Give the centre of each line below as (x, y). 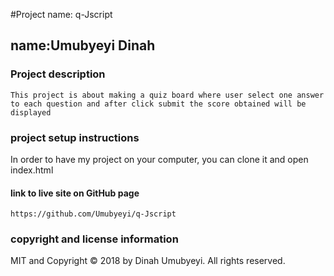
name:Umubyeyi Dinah (83, 45)
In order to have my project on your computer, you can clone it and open (159, 159)
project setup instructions (75, 137)
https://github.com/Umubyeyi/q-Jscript (93, 214)
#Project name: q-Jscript (61, 14)
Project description (58, 74)
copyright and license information (94, 239)
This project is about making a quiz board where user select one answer (167, 95)
